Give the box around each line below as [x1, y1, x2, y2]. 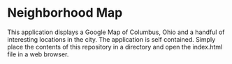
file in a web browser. [7, 50, 69, 58]
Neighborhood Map [7, 5, 123, 21]
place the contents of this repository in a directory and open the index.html [7, 42, 223, 51]
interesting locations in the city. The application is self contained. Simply [7, 35, 216, 43]
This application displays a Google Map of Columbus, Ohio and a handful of [7, 28, 225, 36]
